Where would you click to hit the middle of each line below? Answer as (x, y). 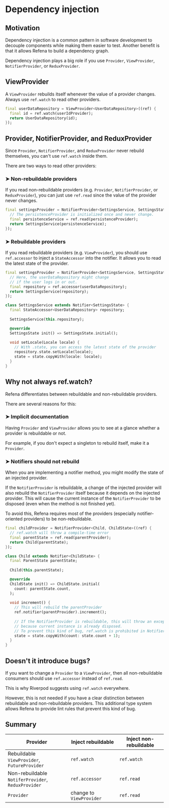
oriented (14, 519)
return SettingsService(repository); (49, 292)
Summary (21, 724)
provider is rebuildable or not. (36, 433)
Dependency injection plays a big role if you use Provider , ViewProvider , (80, 61)
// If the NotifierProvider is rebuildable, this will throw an (83, 622)
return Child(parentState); (39, 542)
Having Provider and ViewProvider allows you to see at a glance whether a (82, 427)
